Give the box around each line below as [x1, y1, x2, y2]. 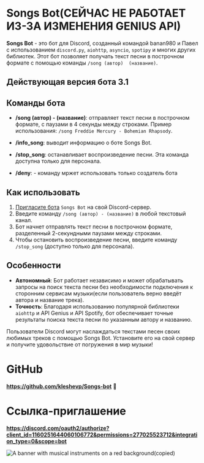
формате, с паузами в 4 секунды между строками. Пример [15, 120, 172, 128]
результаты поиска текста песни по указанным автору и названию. [15, 316, 192, 323]
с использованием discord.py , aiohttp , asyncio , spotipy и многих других [6, 46, 196, 53]
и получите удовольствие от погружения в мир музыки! [6, 341, 153, 348]
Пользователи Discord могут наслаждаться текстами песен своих [6, 327, 181, 335]
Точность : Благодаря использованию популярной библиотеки [15, 303, 179, 310]
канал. [15, 216, 32, 224]
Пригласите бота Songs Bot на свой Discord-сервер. [15, 203, 152, 211]
